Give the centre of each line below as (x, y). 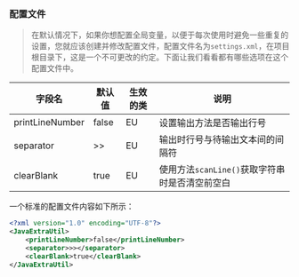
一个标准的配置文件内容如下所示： (72, 207)
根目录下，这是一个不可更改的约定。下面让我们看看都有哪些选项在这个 (160, 57)
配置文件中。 (54, 68)
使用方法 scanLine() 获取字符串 (222, 170)
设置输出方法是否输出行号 (213, 123)
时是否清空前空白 (195, 183)
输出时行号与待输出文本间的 (217, 139)
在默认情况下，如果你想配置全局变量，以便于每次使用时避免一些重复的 (160, 35)
